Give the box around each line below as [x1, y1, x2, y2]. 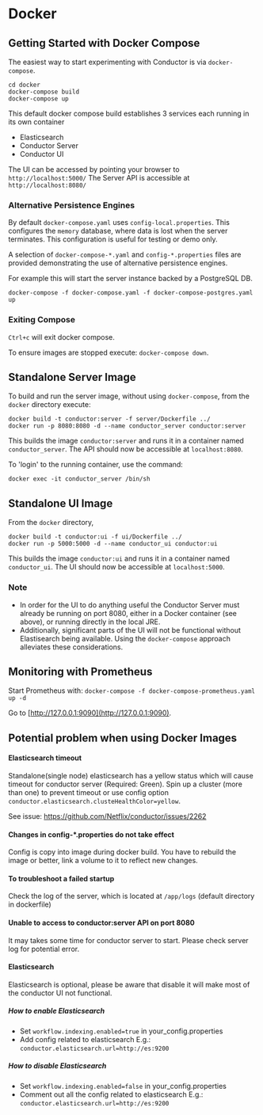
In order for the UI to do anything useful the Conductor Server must [19, 599, 240, 610]
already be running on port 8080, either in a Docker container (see [19, 608, 238, 618]
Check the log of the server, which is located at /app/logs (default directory [8, 892, 255, 901]
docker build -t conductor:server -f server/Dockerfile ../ [8, 415, 212, 424]
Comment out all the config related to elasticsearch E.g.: [19, 1090, 204, 1099]
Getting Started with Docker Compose [8, 36, 200, 50]
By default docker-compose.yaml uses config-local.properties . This [8, 218, 230, 227]
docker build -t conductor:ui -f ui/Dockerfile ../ [8, 533, 182, 541]
